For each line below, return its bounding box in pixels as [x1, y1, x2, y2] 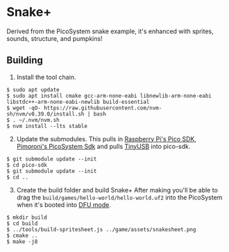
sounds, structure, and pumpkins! [6, 34, 103, 42]
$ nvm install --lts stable [6, 123, 88, 129]
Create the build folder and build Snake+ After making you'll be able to [16, 186, 218, 194]
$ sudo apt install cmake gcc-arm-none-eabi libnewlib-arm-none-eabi [6, 92, 212, 99]
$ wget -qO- [6, 105, 41, 111]
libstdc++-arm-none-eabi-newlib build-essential [6, 98, 150, 105]
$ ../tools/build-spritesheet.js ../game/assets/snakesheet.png [6, 226, 196, 233]
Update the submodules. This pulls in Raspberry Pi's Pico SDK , [16, 134, 197, 143]
